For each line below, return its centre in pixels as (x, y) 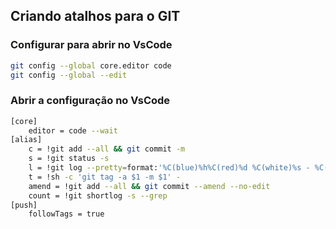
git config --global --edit (69, 75)
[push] (24, 205)
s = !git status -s (69, 159)
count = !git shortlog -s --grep (98, 195)
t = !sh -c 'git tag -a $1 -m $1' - (105, 177)
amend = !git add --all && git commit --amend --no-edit (149, 186)
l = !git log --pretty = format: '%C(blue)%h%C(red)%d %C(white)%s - (169, 168)
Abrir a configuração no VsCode (90, 101)
